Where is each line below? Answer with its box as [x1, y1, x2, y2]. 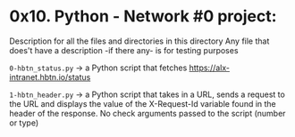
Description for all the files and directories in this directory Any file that [9, 36, 270, 46]
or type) [9, 117, 39, 128]
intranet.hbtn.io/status [9, 71, 91, 82]
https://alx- [189, 62, 231, 73]
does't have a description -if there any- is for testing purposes [9, 44, 239, 55]
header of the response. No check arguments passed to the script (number [9, 108, 286, 118]
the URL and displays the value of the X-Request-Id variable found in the [9, 98, 277, 109]
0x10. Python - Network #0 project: [9, 6, 277, 27]
